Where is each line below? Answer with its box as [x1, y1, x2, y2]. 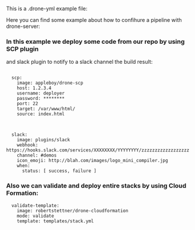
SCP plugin [6, 44, 39, 53]
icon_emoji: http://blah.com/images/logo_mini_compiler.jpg [17, 158, 168, 164]
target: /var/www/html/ [17, 106, 76, 112]
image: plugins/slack [17, 137, 70, 143]
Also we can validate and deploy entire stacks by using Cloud [6, 182, 187, 190]
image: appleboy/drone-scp [17, 80, 84, 86]
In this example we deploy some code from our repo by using [6, 37, 185, 46]
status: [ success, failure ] [21, 168, 97, 174]
